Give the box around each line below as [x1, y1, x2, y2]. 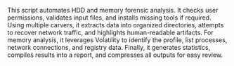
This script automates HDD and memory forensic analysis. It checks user [7, 6, 219, 14]
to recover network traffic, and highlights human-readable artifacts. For [7, 28, 214, 37]
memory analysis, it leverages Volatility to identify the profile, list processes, [7, 36, 228, 44]
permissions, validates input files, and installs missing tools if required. [7, 13, 212, 22]
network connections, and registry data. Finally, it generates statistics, [7, 44, 211, 51]
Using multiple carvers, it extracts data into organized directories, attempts [7, 21, 224, 29]
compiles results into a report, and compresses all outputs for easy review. [7, 51, 223, 59]
